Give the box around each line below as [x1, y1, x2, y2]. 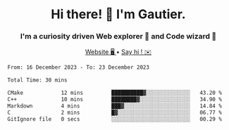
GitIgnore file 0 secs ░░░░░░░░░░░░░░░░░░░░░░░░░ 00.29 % [7, 115, 222, 122]
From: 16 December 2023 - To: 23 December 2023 [7, 64, 150, 71]
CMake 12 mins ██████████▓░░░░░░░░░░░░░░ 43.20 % [7, 89, 222, 97]
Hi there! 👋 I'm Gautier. [51, 6, 186, 22]
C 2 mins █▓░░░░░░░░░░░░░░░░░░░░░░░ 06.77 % [7, 109, 222, 116]
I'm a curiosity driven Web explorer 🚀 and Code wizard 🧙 [20, 32, 217, 41]
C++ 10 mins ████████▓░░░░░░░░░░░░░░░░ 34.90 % [7, 96, 222, 103]
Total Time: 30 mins [7, 77, 68, 84]
